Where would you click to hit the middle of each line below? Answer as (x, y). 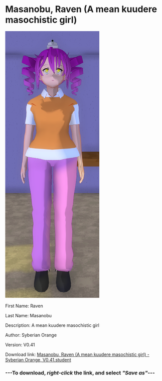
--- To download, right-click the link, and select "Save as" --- (80, 372)
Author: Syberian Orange (31, 335)
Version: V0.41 (20, 344)
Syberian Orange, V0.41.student (38, 359)
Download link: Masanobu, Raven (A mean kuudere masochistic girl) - (77, 354)
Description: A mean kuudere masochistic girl (52, 325)
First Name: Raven (24, 306)
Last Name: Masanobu (28, 315)
